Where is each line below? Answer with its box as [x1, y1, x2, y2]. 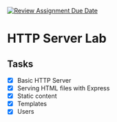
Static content [17, 92, 57, 100]
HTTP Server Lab [7, 31, 107, 46]
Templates [17, 100, 47, 108]
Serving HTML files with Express [17, 84, 110, 92]
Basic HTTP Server [17, 77, 72, 84]
